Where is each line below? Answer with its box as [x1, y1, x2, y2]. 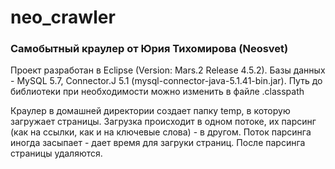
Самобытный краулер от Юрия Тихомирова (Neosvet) [10, 42, 289, 56]
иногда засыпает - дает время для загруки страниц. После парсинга [10, 137, 306, 149]
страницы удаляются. [10, 147, 103, 160]
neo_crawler [10, 6, 116, 29]
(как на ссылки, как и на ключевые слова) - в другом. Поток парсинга [10, 126, 312, 138]
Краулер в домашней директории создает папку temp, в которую [10, 105, 291, 117]
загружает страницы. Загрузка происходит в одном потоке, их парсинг [10, 116, 317, 128]
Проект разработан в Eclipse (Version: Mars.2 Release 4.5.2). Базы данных [10, 64, 326, 76]
